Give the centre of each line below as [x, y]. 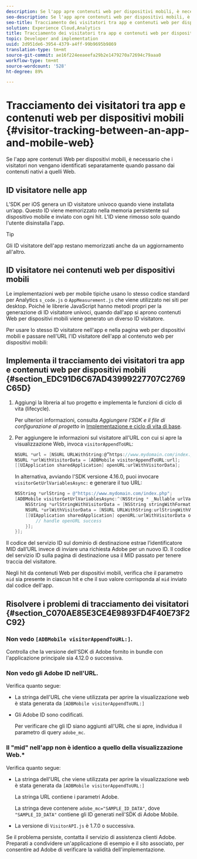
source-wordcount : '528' [36, 66]
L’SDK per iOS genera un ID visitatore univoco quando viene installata [90, 204]
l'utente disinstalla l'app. [35, 223]
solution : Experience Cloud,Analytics [53, 28]
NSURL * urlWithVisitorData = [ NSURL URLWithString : [90, 510]
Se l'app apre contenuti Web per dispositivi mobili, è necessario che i [89, 159]
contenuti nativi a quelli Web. [41, 172]
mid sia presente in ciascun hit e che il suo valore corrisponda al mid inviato [96, 579]
